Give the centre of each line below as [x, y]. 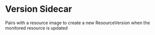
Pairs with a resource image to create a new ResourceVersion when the [78, 23]
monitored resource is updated [37, 28]
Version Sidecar [39, 9]
